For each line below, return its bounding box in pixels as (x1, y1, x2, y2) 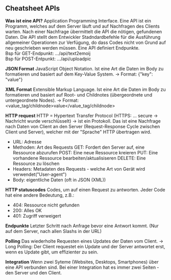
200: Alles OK (12, 207, 42, 214)
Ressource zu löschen (12, 160, 60, 167)
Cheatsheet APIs (5, 4, 60, 13)
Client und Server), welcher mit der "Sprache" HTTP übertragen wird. (5, 129, 152, 135)
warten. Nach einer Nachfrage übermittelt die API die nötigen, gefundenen (5, 28, 162, 35)
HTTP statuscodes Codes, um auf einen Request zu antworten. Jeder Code (5, 186, 165, 193)
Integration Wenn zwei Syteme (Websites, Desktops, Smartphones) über (5, 259, 159, 265)
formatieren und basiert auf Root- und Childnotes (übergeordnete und (5, 91, 152, 98)
